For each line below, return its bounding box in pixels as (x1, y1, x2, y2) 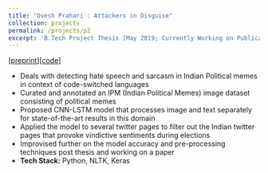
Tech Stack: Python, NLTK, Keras (19, 156, 130, 166)
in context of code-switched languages (19, 80, 149, 89)
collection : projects (8, 19, 81, 27)
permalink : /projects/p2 (8, 26, 91, 34)
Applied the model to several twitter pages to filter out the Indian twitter (19, 122, 255, 132)
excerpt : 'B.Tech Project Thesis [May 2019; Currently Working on (8, 33, 234, 42)
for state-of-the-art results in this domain (19, 113, 156, 124)
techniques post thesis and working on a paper (19, 147, 175, 157)
